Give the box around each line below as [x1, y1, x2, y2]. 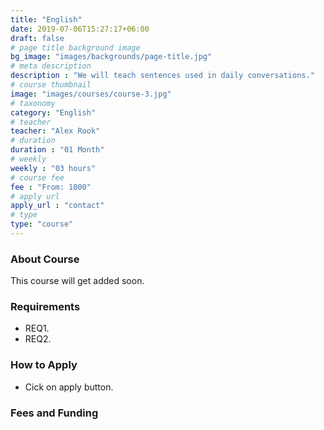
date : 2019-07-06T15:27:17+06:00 [10, 24, 150, 34]
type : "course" [10, 219, 74, 230]
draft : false [10, 33, 65, 43]
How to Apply [10, 358, 78, 372]
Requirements [10, 300, 81, 314]
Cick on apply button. [24, 381, 114, 393]
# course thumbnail [10, 80, 92, 90]
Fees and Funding [10, 406, 99, 420]
